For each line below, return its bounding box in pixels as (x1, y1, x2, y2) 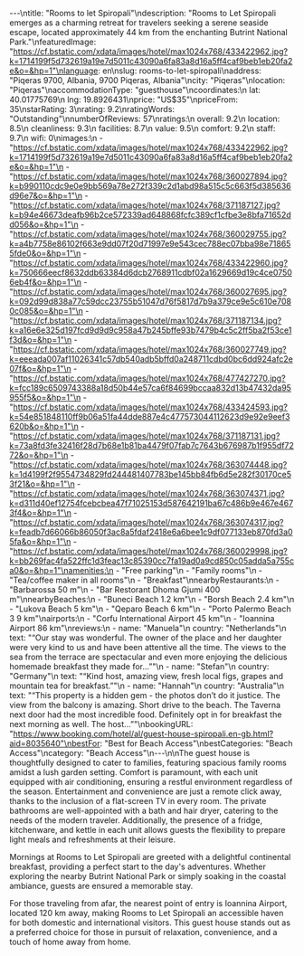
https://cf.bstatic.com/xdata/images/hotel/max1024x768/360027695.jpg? (13, 287, 288, 297)
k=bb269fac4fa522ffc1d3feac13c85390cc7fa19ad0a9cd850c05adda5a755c (9, 555, 295, 566)
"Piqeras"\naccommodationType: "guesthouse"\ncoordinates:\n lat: (9, 85, 261, 95)
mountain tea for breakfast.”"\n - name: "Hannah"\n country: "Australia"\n (9, 680, 285, 691)
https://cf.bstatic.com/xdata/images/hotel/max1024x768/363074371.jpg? (13, 488, 285, 498)
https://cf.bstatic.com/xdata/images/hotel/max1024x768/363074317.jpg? (13, 517, 284, 527)
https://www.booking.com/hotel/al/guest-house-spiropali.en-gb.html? (13, 728, 274, 739)
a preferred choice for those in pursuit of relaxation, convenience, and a (9, 927, 278, 937)
